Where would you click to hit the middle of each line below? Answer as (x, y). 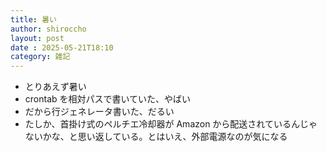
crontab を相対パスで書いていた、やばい (108, 99)
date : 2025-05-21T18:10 (62, 47)
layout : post (37, 38)
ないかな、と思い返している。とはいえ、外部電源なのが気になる (156, 137)
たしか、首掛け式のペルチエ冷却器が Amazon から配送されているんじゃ (171, 124)
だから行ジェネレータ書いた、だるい (99, 112)
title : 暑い (33, 19)
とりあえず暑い (55, 87)
